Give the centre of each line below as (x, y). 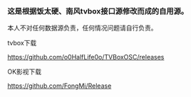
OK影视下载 (25, 72)
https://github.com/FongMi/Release (60, 86)
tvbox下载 (22, 43)
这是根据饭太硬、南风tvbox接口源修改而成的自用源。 (98, 11)
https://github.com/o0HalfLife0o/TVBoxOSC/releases (86, 57)
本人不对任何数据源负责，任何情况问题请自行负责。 (82, 28)
